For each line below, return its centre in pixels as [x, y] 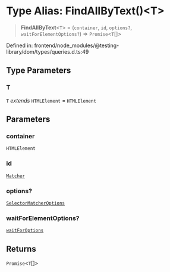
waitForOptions [25, 231]
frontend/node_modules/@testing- [77, 45]
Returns [21, 249]
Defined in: [20, 45]
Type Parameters [39, 71]
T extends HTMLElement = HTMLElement [51, 100]
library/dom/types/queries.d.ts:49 [48, 51]
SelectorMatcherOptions [36, 203]
